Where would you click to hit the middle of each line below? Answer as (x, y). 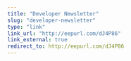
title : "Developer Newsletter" (53, 14)
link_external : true (38, 40)
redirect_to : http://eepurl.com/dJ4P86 (66, 46)
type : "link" (26, 27)
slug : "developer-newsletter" (52, 20)
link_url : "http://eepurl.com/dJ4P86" (64, 33)
